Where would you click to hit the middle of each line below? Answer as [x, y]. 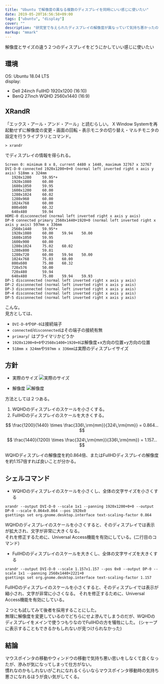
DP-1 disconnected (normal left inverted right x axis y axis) [71, 280]
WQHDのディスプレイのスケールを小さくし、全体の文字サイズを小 [79, 491]
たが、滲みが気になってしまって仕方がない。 [50, 664]
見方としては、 [20, 313]
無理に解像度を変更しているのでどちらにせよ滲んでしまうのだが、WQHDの [80, 616]
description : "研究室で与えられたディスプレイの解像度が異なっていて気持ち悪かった [80, 28]
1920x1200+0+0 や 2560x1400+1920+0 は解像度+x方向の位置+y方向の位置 [81, 342]
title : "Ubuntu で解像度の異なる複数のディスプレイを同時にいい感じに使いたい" [77, 10]
